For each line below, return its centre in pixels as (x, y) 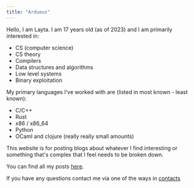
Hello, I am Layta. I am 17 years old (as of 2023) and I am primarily (89, 29)
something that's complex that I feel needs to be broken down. (85, 154)
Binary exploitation (39, 80)
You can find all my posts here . (45, 166)
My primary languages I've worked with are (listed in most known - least (97, 92)
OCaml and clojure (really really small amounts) (74, 136)
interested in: (23, 36)
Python (24, 129)
